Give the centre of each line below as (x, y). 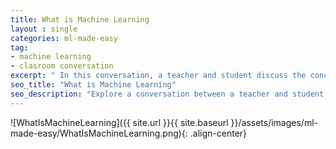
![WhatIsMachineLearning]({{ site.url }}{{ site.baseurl (119, 122)
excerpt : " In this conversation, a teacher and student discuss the (158, 76)
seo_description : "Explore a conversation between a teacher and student (167, 94)
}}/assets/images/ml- (274, 122)
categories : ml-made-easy (64, 38)
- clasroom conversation (62, 66)
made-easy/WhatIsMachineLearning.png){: (99, 133)
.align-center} (218, 133)
